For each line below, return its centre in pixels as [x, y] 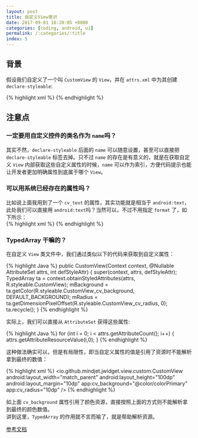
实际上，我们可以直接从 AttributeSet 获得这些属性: [68, 322]
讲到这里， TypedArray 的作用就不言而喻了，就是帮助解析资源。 [82, 417]
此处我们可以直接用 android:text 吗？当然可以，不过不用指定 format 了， [94, 210]
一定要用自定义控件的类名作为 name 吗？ [61, 136]
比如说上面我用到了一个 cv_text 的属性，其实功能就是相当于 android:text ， [98, 202]
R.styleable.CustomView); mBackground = [57, 285]
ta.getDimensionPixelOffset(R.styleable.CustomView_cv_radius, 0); [87, 303]
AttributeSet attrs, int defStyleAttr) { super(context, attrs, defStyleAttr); [92, 272]
